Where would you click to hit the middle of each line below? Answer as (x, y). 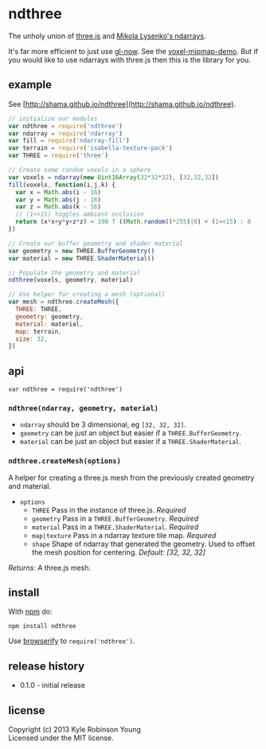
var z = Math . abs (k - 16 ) (59, 207)
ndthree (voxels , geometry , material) (71, 280)
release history (47, 666)
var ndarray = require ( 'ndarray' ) (66, 133)
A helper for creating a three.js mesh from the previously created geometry (131, 478)
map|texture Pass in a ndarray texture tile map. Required (124, 535)
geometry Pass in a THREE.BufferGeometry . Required (115, 518)
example (30, 85)
